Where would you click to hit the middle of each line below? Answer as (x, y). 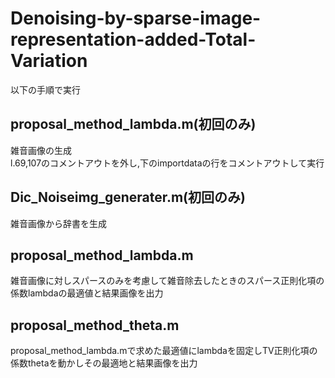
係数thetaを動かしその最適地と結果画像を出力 (104, 363)
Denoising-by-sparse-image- (136, 18)
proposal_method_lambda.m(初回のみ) (133, 124)
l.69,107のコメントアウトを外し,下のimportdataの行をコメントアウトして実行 (167, 163)
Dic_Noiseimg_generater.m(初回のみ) (128, 197)
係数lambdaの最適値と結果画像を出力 (87, 293)
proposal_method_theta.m (95, 325)
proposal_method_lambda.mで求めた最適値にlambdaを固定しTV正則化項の (164, 351)
